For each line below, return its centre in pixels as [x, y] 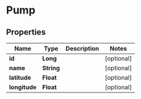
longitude [23, 87]
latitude [20, 77]
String [51, 68]
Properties [26, 32]
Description [82, 49]
